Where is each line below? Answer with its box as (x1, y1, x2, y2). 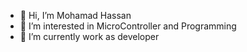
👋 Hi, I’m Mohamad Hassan (19, 10, 132, 21)
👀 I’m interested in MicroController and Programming (19, 20, 237, 32)
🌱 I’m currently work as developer (19, 31, 160, 42)
